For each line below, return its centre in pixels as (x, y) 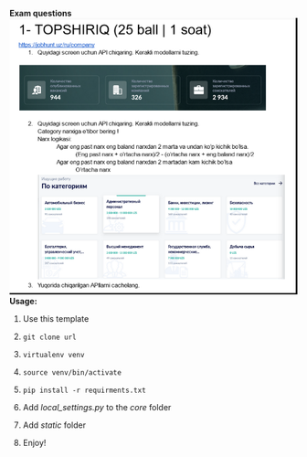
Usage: (24, 301)
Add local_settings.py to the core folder (97, 407)
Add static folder (54, 425)
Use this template (56, 318)
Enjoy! (34, 442)
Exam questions (41, 13)
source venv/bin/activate (72, 372)
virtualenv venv (53, 355)
